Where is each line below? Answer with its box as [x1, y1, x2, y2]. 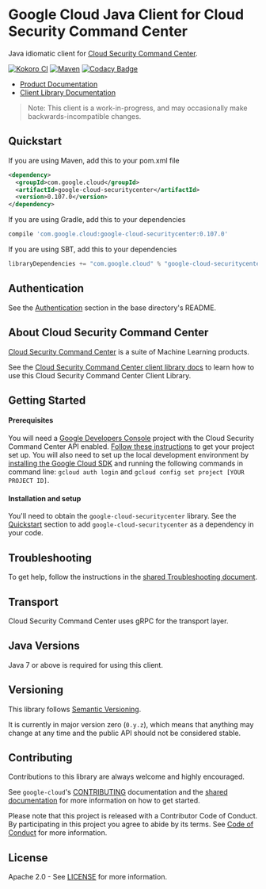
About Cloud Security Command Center [8, 326, 209, 339]
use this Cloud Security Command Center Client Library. [8, 370, 192, 380]
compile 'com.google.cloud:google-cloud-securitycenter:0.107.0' [8, 230, 228, 239]
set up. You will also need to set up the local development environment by [8, 450, 249, 460]
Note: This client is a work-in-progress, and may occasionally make [27, 103, 248, 113]
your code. [8, 528, 44, 538]
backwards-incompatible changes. [27, 111, 142, 121]
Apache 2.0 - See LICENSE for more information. [8, 872, 168, 882]
